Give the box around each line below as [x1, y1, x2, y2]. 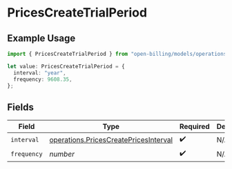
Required [179, 122, 211, 132]
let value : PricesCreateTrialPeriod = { [7, 63, 126, 70]
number [49, 149, 75, 159]
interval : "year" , [13, 69, 67, 77]
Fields [7, 101, 35, 113]
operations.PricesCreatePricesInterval [49, 135, 173, 144]
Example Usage [7, 32, 76, 44]
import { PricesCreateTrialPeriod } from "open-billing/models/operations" [7, 50, 230, 57]
